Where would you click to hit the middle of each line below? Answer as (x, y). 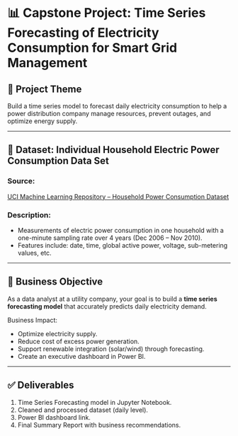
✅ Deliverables (41, 385)
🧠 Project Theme (45, 89)
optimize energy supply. (42, 121)
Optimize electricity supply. (57, 333)
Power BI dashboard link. (54, 417)
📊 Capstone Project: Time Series (107, 13)
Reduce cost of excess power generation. (78, 341)
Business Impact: (33, 320)
